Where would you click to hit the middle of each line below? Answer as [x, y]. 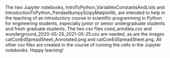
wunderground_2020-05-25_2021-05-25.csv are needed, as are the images [85, 34]
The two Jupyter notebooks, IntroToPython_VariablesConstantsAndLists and [85, 7]
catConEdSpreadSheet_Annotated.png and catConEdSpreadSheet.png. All [83, 39]
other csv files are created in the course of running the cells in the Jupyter [83, 45]
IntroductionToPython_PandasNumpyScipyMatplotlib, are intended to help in [85, 13]
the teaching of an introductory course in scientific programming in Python [83, 18]
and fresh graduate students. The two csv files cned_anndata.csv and [78, 29]
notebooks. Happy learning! [34, 50]
